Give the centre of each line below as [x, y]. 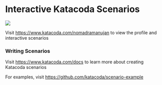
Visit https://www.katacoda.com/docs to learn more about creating [74, 62]
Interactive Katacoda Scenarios [72, 9]
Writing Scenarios [28, 51]
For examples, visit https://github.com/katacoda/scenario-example [74, 77]
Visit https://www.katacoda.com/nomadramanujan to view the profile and [81, 32]
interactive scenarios [27, 38]
